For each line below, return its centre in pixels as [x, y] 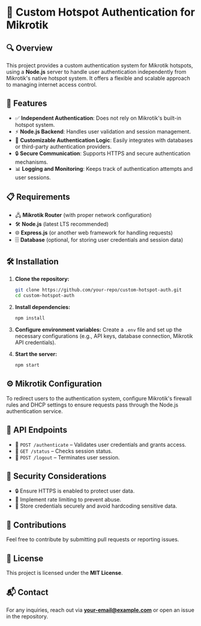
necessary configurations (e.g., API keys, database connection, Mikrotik [104, 336]
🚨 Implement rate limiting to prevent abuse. [68, 500]
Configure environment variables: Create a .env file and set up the [98, 330]
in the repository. [27, 616]
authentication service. [34, 411]
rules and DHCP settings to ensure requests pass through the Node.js [92, 405]
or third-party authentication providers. [63, 146]
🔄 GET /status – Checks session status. [64, 451]
